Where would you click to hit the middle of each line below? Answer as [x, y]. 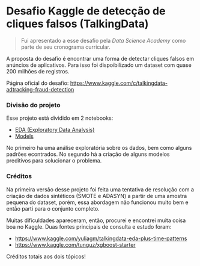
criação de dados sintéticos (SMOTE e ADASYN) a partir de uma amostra [97, 196]
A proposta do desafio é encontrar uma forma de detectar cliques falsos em [100, 58]
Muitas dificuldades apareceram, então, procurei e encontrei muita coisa [96, 220]
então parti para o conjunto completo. [53, 208]
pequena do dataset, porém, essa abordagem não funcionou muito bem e [97, 202]
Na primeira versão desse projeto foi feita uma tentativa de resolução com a [100, 189]
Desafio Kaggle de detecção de [86, 11]
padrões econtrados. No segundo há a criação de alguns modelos [88, 154]
